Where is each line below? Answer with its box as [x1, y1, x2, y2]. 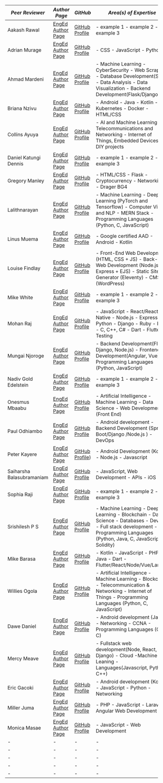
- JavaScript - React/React [96, 308, 159, 315]
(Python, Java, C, [96, 535, 135, 542]
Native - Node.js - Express [96, 314, 158, 320]
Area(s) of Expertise [108, 9, 156, 16]
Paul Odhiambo [7, 428, 43, 434]
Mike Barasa [7, 555, 36, 562]
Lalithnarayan [7, 207, 39, 213]
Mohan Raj [7, 320, 32, 327]
